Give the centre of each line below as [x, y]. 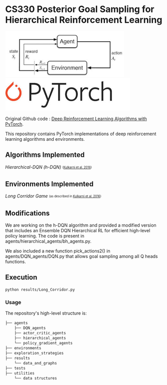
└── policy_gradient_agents [43, 343]
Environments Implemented [49, 184]
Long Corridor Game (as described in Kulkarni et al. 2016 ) [53, 196]
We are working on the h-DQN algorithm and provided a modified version [81, 225]
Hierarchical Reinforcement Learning [84, 20]
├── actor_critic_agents [40, 333]
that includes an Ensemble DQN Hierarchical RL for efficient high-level [78, 230]
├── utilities [20, 373]
